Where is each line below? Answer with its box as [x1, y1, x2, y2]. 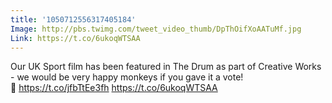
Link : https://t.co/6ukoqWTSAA [10, 33, 141, 43]
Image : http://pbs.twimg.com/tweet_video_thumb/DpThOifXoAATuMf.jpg [10, 24, 302, 34]
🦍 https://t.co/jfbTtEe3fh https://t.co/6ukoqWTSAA [10, 82, 218, 94]
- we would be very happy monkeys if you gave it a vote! [10, 71, 244, 83]
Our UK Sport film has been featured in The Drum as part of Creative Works [10, 61, 322, 73]
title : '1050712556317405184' [10, 14, 137, 25]
